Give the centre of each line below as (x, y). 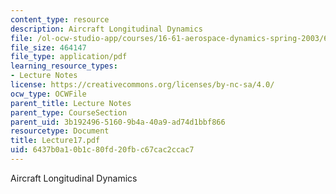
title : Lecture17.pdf (55, 141)
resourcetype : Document (60, 131)
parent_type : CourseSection (69, 112)
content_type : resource (60, 19)
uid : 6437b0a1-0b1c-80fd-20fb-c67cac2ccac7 (102, 150)
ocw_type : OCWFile (48, 94)
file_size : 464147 (48, 47)
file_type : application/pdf (69, 57)
